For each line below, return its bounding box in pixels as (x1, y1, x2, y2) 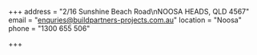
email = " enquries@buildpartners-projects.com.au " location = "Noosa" (8, 15, 242, 25)
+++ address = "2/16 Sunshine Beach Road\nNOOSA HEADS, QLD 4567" (8, 7, 250, 16)
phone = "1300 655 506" (8, 24, 90, 33)
